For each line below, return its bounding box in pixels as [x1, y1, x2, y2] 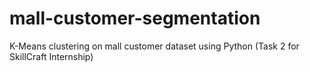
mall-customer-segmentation [9, 7, 261, 30]
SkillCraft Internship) [9, 50, 94, 62]
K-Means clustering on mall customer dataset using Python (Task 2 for [9, 40, 300, 52]
